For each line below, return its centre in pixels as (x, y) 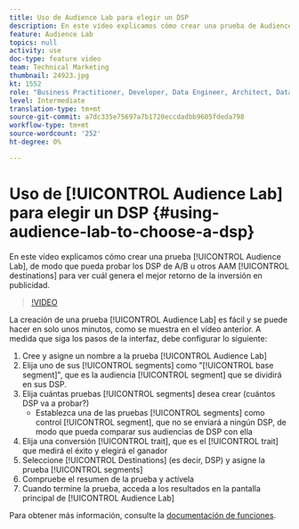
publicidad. (30, 285)
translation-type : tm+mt (55, 109)
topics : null (33, 42)
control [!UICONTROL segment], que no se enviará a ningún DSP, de (161, 422)
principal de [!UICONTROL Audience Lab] (98, 498)
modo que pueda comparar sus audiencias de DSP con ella (144, 431)
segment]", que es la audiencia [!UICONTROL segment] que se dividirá (152, 375)
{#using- (186, 213)
